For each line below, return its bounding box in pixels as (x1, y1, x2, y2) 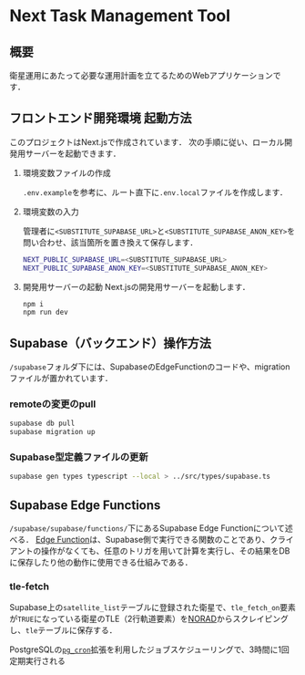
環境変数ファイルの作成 (22, 167, 111, 178)
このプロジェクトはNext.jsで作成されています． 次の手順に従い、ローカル (9, 136, 285, 147)
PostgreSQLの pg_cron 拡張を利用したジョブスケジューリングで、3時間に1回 (9, 644, 290, 655)
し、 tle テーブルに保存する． (9, 625, 117, 636)
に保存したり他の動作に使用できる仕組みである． (9, 557, 193, 568)
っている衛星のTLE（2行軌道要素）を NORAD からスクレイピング (49, 613, 289, 625)
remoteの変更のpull (9, 398, 97, 410)
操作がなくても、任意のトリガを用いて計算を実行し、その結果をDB (40, 545, 290, 556)
